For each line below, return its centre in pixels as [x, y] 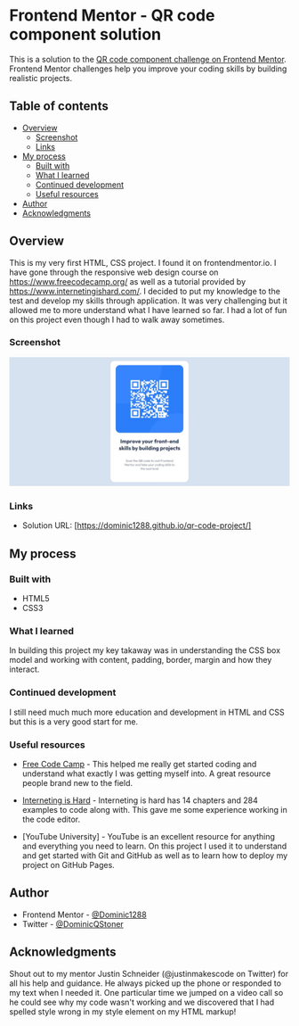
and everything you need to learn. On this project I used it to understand [154, 846]
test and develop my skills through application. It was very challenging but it [148, 301]
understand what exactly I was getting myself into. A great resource [146, 774]
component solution [85, 34]
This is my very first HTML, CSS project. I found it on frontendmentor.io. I [143, 262]
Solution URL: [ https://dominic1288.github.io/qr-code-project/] [137, 525]
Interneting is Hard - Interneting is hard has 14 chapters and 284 [140, 800]
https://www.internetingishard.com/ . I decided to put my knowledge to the [145, 291]
